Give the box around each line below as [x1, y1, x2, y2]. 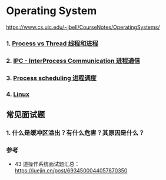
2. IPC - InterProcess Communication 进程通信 [6, 56, 140, 65]
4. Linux [6, 90, 29, 98]
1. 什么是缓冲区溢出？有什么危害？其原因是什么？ [6, 128, 145, 136]
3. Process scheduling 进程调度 [6, 74, 97, 82]
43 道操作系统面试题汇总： [14, 161, 80, 168]
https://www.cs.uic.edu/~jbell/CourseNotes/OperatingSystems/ [6, 24, 160, 31]
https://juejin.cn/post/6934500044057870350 [14, 167, 128, 174]
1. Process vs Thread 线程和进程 [6, 39, 98, 48]
